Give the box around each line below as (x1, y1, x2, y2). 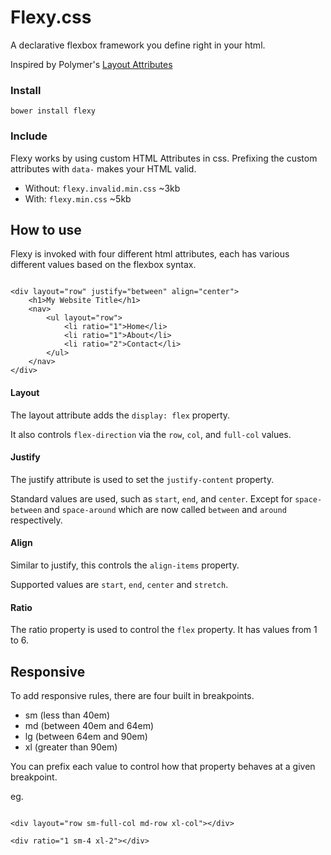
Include (10, 129, 48, 143)
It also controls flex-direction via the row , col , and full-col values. (10, 428, 292, 440)
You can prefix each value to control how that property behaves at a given (10, 760, 316, 772)
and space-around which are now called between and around (44, 503, 287, 515)
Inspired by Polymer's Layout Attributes (10, 58, 173, 70)
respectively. (10, 514, 63, 526)
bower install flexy (10, 106, 97, 116)
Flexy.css (10, 6, 92, 29)
